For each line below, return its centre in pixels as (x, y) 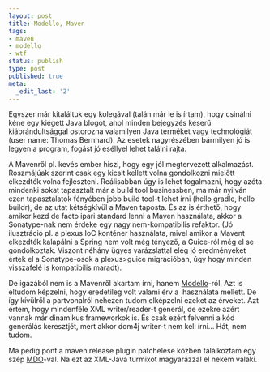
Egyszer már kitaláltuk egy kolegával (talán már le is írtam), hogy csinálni (130, 114)
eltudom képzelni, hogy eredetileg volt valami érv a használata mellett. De (133, 292)
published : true (36, 76)
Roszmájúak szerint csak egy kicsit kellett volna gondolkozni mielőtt (122, 173)
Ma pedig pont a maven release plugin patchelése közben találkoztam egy (133, 351)
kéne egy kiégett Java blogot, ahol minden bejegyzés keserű (110, 123)
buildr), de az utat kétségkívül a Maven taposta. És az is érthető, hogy (125, 207)
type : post (27, 69)
